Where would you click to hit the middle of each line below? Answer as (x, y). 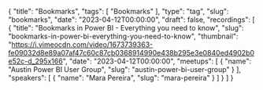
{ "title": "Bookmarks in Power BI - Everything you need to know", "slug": (126, 28)
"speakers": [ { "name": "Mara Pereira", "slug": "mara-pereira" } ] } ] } (121, 78)
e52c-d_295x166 (35, 61)
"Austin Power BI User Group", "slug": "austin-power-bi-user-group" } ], (125, 69)
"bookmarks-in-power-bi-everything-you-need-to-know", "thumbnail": (123, 36)
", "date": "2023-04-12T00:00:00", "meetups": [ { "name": (157, 61)
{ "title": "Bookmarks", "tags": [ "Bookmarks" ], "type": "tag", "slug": (119, 11)
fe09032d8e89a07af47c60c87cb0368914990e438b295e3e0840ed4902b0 (131, 53)
